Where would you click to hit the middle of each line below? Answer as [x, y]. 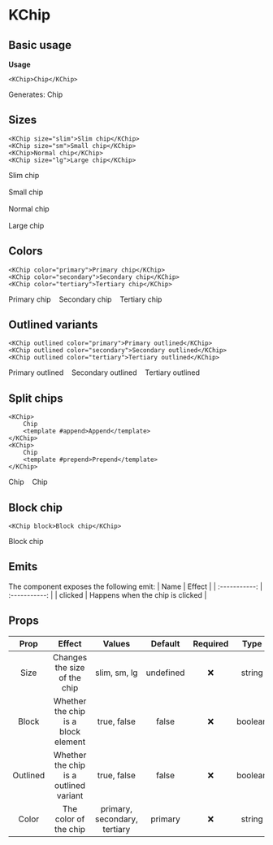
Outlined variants [53, 325]
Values [117, 643]
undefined [165, 673]
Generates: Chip [36, 94]
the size [70, 667]
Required [211, 643]
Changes [70, 657]
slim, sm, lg [116, 673]
